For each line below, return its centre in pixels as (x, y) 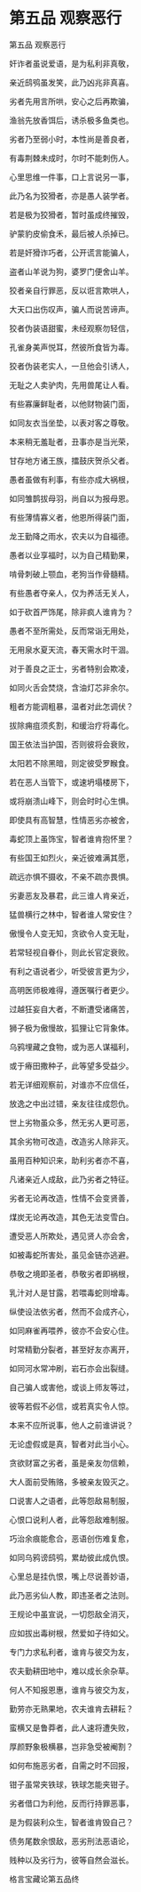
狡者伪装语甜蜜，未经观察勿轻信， (71, 328)
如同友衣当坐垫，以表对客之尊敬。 (71, 423)
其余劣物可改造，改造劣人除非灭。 (71, 1141)
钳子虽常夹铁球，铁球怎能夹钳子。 (71, 1784)
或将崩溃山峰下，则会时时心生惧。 (71, 801)
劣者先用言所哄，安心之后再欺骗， (71, 101)
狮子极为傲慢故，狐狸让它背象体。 (71, 1028)
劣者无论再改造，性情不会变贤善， (71, 1198)
